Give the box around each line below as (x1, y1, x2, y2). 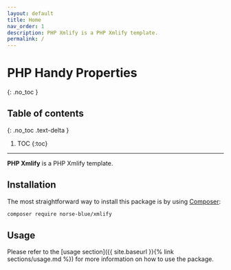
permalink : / (7, 36, 45, 43)
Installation (7, 179, 56, 191)
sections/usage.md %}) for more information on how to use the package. (7, 255, 214, 263)
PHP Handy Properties (7, 65, 137, 81)
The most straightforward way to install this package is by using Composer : (7, 197, 221, 205)
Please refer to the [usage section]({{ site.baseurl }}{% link (7, 248, 174, 256)
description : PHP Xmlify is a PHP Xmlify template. (7, 29, 158, 36)
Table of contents (7, 108, 84, 120)
